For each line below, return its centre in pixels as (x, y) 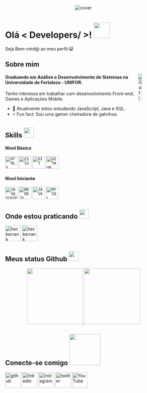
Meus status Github (36, 259)
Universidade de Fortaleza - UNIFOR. (44, 82)
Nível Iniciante (20, 178)
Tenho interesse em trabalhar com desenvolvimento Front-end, (70, 94)
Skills (14, 135)
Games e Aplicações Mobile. (34, 98)
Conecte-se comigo (37, 363)
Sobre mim (22, 64)
